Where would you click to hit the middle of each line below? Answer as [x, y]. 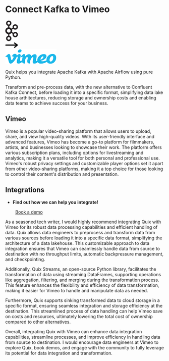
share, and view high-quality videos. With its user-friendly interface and [80, 136]
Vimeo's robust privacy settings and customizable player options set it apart [84, 163]
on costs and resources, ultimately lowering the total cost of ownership [79, 316]
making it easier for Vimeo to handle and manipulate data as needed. [77, 290]
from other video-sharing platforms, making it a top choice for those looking [84, 169]
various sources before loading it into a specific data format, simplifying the [84, 238]
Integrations [25, 190]
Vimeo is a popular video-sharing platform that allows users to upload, [78, 131]
